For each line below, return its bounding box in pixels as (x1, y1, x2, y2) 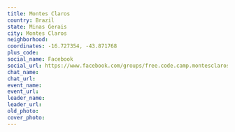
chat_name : (7, 68, 39, 75)
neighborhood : (7, 36, 49, 43)
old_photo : (7, 108, 39, 115)
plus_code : (7, 50, 39, 57)
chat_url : (7, 75, 36, 82)
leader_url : (7, 101, 42, 108)
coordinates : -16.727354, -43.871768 (7, 43, 117, 50)
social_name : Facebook (7, 56, 73, 63)
